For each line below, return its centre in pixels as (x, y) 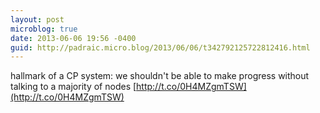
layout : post (37, 19)
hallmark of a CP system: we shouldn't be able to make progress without (160, 76)
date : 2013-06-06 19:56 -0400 (73, 38)
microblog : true (44, 29)
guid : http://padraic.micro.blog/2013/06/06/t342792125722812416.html (160, 47)
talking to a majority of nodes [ (73, 87)
